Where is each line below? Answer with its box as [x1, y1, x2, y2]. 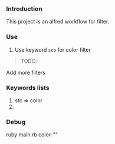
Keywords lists [6, 83, 50, 92]
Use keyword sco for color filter [14, 46, 91, 53]
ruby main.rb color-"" [6, 131, 58, 138]
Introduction [6, 5, 42, 13]
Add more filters [6, 69, 45, 76]
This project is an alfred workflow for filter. [6, 18, 110, 25]
